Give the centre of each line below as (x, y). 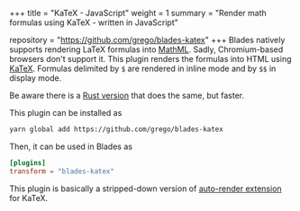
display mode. (36, 78)
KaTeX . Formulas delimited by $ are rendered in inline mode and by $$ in (143, 68)
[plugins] (28, 163)
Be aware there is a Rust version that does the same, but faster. (127, 95)
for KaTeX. (28, 198)
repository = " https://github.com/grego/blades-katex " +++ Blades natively (147, 40)
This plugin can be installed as (66, 113)
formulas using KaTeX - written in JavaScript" (94, 22)
